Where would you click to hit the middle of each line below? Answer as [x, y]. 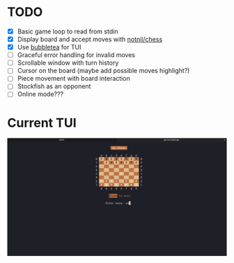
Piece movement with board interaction [73, 79]
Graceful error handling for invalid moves [76, 55]
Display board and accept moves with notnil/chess [90, 39]
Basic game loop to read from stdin [68, 31]
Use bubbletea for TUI [49, 47]
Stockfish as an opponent [54, 86]
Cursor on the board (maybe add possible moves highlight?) [103, 71]
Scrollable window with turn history [68, 63]
